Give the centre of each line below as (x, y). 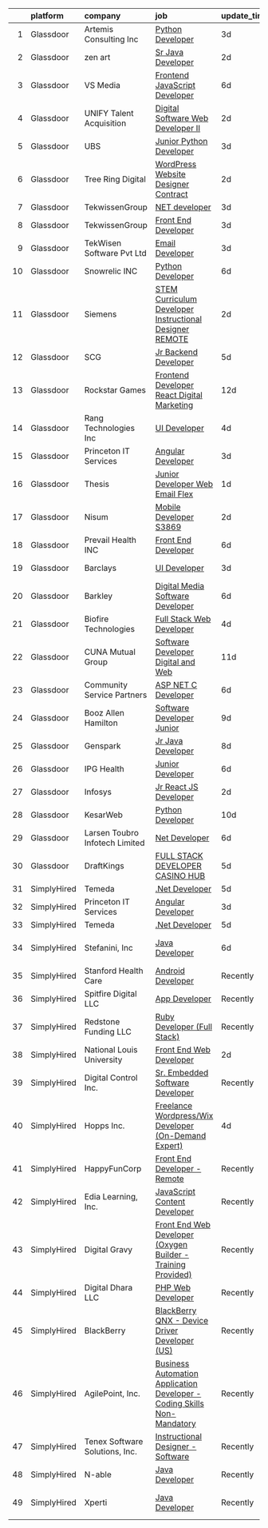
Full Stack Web (183, 619)
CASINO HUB (180, 876)
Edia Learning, (111, 1197)
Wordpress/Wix (184, 1116)
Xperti (96, 1502)
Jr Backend (176, 352)
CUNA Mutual (110, 652)
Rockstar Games (115, 390)
